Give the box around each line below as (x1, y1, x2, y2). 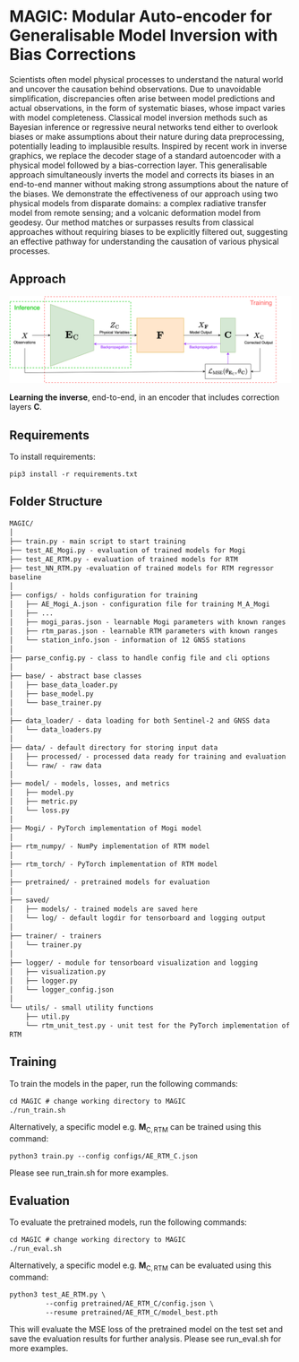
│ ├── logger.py (9, 976, 78, 985)
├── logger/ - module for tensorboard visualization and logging (9, 958, 258, 967)
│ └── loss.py (9, 805, 70, 815)
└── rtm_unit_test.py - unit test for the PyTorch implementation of (25, 1020, 291, 1030)
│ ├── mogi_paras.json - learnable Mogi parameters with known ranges (9, 617, 286, 627)
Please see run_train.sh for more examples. (9, 1167, 169, 1178)
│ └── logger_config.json (9, 985, 115, 994)
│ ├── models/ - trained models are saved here (9, 904, 199, 914)
